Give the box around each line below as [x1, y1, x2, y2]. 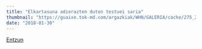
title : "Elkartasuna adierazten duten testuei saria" [6, 8, 144, 15]
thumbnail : [6, 14, 34, 20]
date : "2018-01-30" [6, 20, 55, 26]
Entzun [6, 36, 24, 44]
